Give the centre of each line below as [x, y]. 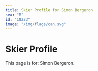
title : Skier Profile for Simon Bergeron [49, 10]
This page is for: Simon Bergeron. [40, 63]
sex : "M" [14, 15]
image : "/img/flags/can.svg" [36, 24]
